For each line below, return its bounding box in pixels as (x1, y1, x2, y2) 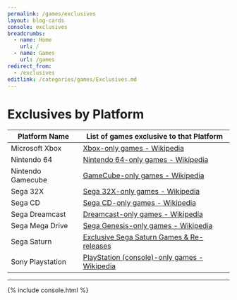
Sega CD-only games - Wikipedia (83, 198, 196, 208)
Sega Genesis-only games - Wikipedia (83, 221, 213, 231)
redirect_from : (7, 63, 52, 70)
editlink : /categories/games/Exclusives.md (7, 75, 138, 83)
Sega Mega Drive (11, 221, 68, 231)
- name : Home (13, 37, 52, 44)
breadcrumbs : (7, 30, 46, 37)
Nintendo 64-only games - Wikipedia (83, 155, 209, 165)
